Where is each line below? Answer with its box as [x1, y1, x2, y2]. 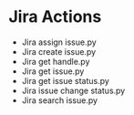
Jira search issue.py [21, 94, 98, 106]
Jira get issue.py [21, 66, 85, 77]
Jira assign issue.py [21, 37, 97, 47]
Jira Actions [8, 6, 102, 27]
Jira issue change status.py [21, 85, 126, 96]
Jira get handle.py [21, 56, 90, 67]
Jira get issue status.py [21, 75, 110, 86]
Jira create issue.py [21, 46, 97, 57]
